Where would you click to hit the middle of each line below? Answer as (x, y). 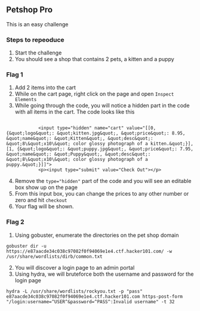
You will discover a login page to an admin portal (75, 267)
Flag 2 (16, 222)
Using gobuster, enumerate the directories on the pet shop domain (97, 235)
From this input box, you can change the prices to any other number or (102, 194)
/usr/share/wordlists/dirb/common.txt (54, 257)
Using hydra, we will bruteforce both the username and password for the (104, 274)
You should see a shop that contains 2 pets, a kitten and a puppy (94, 59)
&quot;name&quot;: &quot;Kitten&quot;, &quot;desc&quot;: (80, 139)
